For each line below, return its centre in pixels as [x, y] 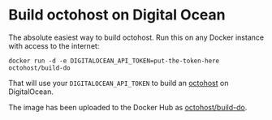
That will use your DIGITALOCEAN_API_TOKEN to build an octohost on [119, 83]
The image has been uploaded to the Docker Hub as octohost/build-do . [128, 107]
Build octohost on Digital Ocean [117, 15]
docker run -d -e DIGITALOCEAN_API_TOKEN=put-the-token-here [114, 61]
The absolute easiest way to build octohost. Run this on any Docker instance [136, 37]
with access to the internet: [54, 45]
